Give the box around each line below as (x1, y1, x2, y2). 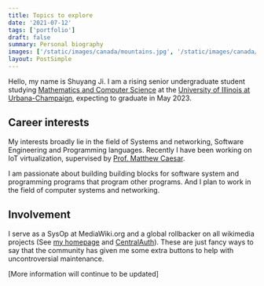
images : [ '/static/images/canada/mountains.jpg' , (8, 48, 174, 56)
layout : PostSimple (8, 56, 72, 63)
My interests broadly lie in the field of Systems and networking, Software (8, 136, 244, 146)
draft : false (8, 33, 51, 42)
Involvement (8, 208, 71, 222)
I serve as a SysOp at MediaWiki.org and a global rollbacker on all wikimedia (8, 229, 255, 238)
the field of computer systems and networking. (8, 185, 160, 194)
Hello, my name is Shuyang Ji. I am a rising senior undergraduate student (8, 76, 246, 86)
